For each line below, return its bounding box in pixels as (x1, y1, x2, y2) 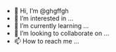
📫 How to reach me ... (13, 37, 79, 45)
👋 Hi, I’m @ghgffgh (13, 7, 69, 15)
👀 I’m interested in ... (13, 14, 74, 22)
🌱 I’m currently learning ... (13, 22, 89, 30)
